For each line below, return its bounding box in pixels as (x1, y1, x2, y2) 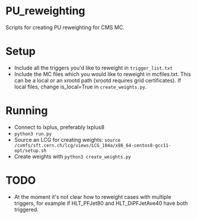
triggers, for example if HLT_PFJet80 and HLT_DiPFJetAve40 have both (14, 199, 188, 207)
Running (5, 104, 48, 118)
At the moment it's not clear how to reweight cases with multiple (14, 193, 171, 200)
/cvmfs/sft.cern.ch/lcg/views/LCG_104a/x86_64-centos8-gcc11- (14, 142, 171, 148)
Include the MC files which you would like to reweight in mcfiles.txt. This (14, 70, 191, 78)
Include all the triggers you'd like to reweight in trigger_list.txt (14, 64, 173, 71)
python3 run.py (14, 131, 52, 137)
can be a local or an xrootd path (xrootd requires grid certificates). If (14, 77, 182, 84)
